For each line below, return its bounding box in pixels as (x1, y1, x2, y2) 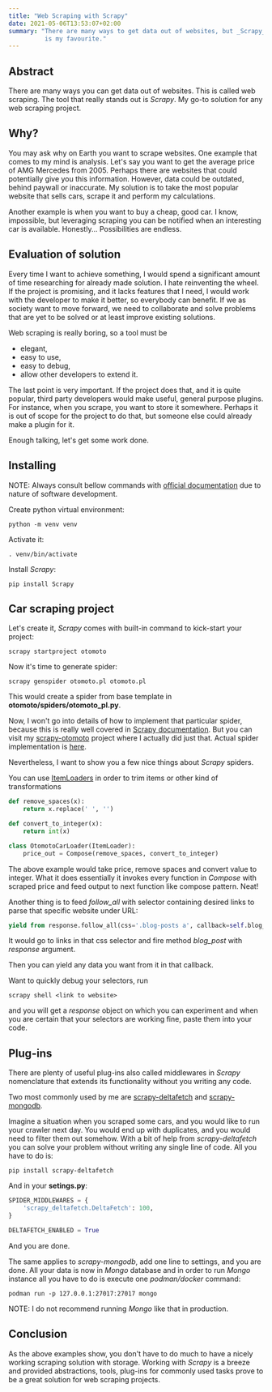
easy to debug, (19, 361, 71, 370)
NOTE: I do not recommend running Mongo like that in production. (8, 1304, 229, 1313)
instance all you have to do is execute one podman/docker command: (8, 1274, 241, 1283)
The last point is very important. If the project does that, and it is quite (8, 385, 241, 395)
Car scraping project (8, 601, 115, 616)
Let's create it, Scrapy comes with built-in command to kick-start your (8, 623, 242, 633)
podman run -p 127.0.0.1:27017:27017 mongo (8, 1289, 158, 1297)
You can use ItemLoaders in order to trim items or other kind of (8, 773, 219, 783)
